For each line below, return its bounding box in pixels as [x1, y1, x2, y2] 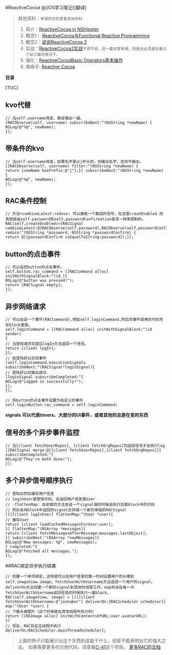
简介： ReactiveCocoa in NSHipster [25, 26, 99, 32]
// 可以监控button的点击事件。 [5, 265, 64, 270]
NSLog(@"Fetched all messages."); [5, 549, 79, 554]
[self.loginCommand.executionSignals [5, 360, 86, 366]
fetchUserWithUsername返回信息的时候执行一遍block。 [5, 590, 111, 595]
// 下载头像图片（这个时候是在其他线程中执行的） [5, 609, 96, 614]
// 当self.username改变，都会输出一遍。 [5, 116, 84, 121]
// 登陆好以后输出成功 [5, 370, 47, 375]
